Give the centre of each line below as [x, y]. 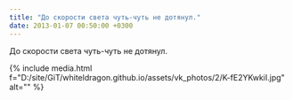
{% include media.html [51, 68]
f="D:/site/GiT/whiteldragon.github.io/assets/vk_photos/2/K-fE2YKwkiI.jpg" [147, 77]
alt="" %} [27, 87]
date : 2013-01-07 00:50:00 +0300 [71, 26]
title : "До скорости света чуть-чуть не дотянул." [105, 17]
